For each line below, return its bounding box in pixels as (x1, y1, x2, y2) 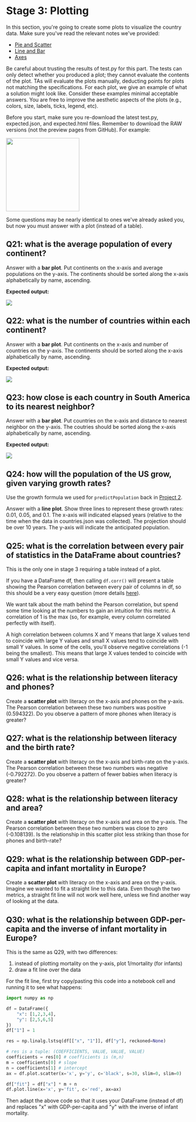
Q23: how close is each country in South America (6, 392, 190, 403)
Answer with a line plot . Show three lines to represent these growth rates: (6, 505, 184, 512)
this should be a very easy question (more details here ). (6, 590, 140, 596)
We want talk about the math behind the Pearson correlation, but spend (6, 601, 178, 608)
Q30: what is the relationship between (6, 914, 149, 925)
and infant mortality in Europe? (31, 863, 146, 873)
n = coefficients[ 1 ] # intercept (6, 1065, 88, 1071)
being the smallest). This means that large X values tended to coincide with (6, 650, 187, 657)
